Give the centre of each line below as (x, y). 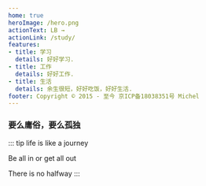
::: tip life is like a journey (48, 143)
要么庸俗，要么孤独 (44, 125)
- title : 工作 (30, 67)
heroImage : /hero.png (44, 23)
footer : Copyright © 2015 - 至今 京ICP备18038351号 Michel (104, 96)
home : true (26, 15)
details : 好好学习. (45, 60)
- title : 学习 (30, 52)
